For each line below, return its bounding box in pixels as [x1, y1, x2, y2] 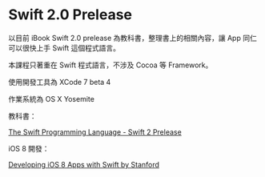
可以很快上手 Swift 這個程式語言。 [8, 42, 120, 53]
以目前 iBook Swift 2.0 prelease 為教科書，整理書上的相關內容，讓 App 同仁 [8, 33, 258, 42]
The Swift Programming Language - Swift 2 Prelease [8, 127, 182, 137]
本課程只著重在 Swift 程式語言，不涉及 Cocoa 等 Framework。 [8, 60, 213, 70]
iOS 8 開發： [8, 143, 50, 153]
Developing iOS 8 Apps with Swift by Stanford [8, 159, 160, 169]
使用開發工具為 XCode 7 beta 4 [8, 77, 111, 86]
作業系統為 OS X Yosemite [8, 94, 94, 103]
